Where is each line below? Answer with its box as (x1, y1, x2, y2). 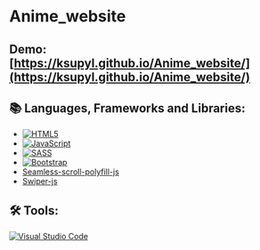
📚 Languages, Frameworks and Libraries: (9, 101, 246, 116)
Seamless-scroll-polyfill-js (21, 166, 120, 177)
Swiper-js (21, 176, 58, 187)
